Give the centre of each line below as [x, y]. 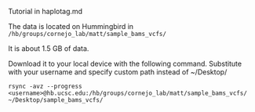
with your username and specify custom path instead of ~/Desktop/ [118, 72]
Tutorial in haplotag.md [46, 11]
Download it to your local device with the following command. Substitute [125, 63]
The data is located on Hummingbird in [71, 26]
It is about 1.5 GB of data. [49, 49]
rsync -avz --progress [45, 86]
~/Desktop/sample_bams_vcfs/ [56, 100]
